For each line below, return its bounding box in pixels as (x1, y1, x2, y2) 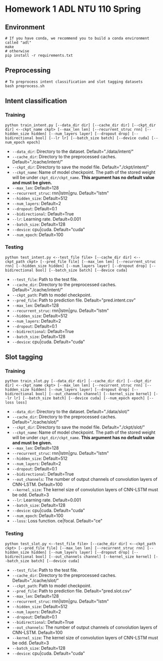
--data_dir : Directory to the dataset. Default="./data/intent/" (12, 148, 134, 154)
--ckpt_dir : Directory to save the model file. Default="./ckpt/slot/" (12, 425, 145, 430)
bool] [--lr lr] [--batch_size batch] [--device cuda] (36, 136, 150, 141)
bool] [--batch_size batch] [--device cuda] (36, 268, 128, 273)
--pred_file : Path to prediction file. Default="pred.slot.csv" (12, 588, 132, 593)
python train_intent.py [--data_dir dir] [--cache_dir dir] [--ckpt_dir (5, 122, 156, 128)
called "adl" (5, 40, 32, 45)
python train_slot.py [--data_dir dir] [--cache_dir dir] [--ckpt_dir (5, 378, 152, 384)
